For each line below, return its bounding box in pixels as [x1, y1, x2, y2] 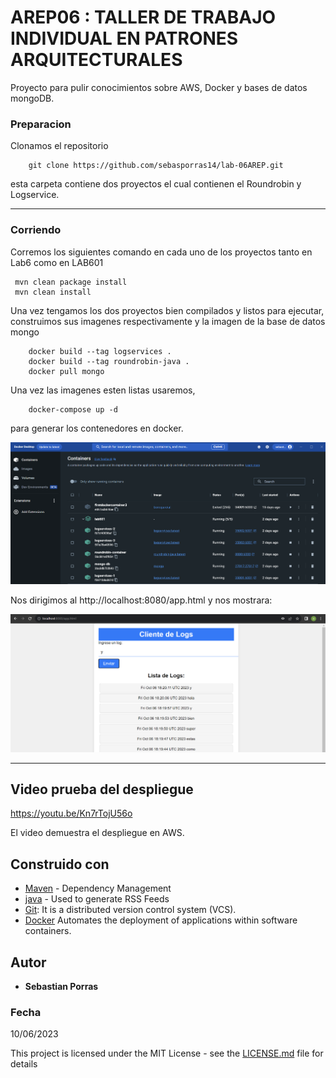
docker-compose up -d [28, 404, 118, 415]
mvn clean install [14, 287, 92, 297]
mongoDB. [10, 92, 55, 104]
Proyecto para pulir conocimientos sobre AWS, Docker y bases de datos [10, 81, 308, 93]
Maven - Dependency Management [24, 882, 172, 895]
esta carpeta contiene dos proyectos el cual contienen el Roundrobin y [10, 178, 302, 190]
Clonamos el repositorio [10, 140, 109, 152]
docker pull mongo [28, 366, 105, 376]
